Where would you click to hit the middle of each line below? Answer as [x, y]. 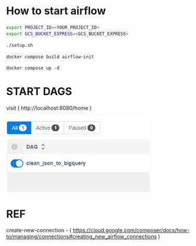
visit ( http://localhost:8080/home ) [49, 108]
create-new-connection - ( [39, 231]
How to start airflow [56, 11]
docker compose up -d [33, 68]
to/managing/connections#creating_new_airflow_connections [82, 236]
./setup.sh [20, 45]
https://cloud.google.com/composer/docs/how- [131, 231]
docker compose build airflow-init [50, 57]
